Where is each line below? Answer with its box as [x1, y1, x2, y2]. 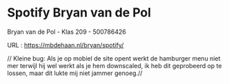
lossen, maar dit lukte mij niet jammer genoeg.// [7, 69, 143, 77]
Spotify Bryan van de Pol [7, 5, 152, 21]
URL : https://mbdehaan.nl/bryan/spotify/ [7, 41, 124, 49]
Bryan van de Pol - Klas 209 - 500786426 [7, 28, 126, 36]
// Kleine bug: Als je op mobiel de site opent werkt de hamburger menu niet [7, 54, 221, 63]
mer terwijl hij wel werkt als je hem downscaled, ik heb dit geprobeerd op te [7, 61, 222, 70]
